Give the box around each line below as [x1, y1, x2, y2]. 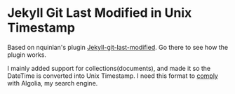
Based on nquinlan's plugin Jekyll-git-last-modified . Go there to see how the [7, 43, 229, 51]
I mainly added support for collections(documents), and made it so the [7, 64, 211, 72]
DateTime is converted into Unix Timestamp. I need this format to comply [7, 72, 219, 80]
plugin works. [7, 51, 47, 59]
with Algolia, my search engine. [7, 79, 98, 87]
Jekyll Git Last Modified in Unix [7, 5, 192, 21]
